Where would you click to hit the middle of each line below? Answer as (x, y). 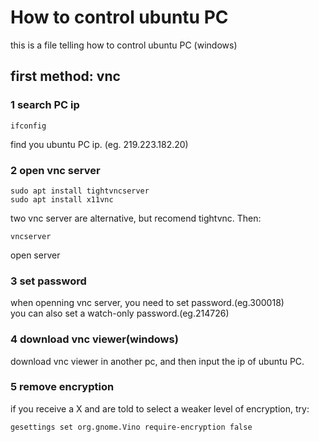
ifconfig (28, 126)
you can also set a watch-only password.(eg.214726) (120, 313)
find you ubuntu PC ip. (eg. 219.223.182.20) (99, 144)
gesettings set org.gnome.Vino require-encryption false (131, 427)
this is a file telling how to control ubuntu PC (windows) (124, 45)
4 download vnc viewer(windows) (94, 339)
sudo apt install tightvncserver (80, 191)
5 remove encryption (62, 387)
